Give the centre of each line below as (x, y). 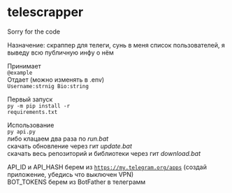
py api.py (22, 131)
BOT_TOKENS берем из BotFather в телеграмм (77, 182)
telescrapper (45, 12)
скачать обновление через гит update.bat (70, 146)
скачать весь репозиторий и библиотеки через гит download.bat (104, 153)
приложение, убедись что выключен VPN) (71, 174)
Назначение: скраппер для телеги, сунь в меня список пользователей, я (116, 45)
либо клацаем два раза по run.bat (58, 138)
